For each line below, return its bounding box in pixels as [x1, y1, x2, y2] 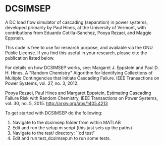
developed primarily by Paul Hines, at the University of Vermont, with [5, 24, 146, 30]
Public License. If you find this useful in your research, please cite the [5, 50, 148, 56]
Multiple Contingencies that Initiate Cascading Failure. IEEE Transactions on [5, 75, 160, 81]
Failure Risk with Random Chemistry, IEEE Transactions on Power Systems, [5, 95, 158, 101]
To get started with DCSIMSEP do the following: [5, 109, 103, 116]
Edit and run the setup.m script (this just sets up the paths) [12, 124, 132, 131]
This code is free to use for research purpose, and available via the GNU [5, 44, 153, 50]
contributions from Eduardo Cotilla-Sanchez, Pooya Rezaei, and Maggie [5, 30, 152, 36]
